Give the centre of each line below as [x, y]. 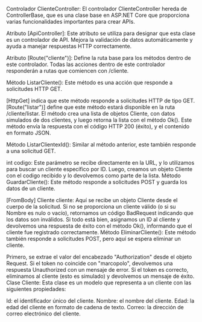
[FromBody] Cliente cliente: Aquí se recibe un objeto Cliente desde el [92, 200]
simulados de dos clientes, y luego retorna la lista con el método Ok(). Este [99, 120]
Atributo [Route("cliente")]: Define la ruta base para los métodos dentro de [99, 58]
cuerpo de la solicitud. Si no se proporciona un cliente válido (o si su [91, 206]
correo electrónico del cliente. [44, 314]
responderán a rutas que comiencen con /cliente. [68, 71]
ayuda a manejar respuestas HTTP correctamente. [69, 46]
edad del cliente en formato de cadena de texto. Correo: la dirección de [95, 307]
